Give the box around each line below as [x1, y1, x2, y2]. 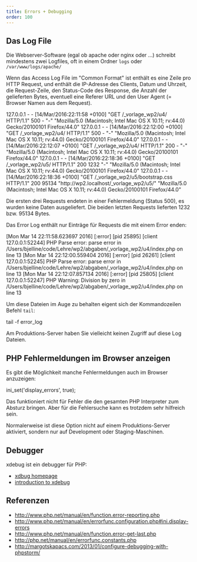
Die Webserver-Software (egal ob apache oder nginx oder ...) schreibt [6, 51, 176, 59]
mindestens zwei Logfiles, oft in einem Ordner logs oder [6, 58, 142, 65]
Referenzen [6, 496, 50, 506]
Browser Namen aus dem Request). [6, 100, 92, 107]
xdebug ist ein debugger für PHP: [6, 461, 87, 468]
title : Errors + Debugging [6, 8, 72, 15]
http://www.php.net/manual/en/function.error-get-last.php [14, 530, 157, 537]
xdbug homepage [14, 472, 58, 479]
